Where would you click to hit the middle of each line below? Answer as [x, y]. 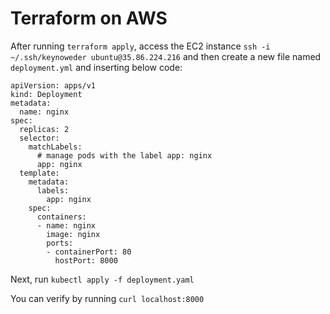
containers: [61, 217]
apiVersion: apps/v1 [53, 85]
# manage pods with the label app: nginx [124, 155]
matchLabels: [55, 147]
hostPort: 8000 [86, 260]
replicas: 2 [44, 129]
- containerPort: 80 [89, 252]
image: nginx [73, 234]
